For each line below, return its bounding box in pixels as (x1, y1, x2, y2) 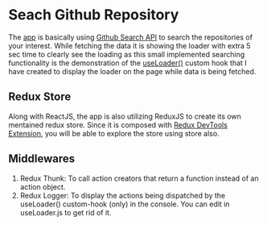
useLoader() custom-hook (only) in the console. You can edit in (19, 199, 231, 209)
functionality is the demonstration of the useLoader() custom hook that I (8, 58, 247, 68)
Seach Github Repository (8, 6, 179, 24)
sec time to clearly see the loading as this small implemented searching (8, 49, 245, 59)
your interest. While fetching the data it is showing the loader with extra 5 (8, 40, 251, 50)
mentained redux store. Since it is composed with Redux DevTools (8, 119, 228, 130)
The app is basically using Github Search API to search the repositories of (8, 32, 253, 42)
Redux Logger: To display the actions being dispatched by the (19, 190, 226, 200)
